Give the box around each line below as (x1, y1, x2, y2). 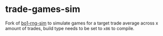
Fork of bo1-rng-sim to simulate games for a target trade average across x (5, 20, 158, 26)
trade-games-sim (5, 3, 80, 15)
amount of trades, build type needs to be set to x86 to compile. (5, 25, 134, 31)
